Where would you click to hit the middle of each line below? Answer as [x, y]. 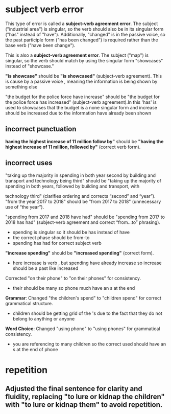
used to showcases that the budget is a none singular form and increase [81, 107]
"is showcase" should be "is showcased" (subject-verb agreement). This [84, 76]
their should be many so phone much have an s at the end [74, 288]
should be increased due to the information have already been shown [78, 113]
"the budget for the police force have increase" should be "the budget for [82, 97]
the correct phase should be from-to [51, 237]
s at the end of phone [35, 349]
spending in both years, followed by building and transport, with [72, 186]
